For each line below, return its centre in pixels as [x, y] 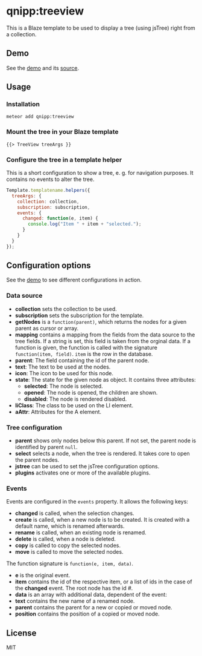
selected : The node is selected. [64, 386]
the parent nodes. [37, 460]
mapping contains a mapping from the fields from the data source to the [105, 335]
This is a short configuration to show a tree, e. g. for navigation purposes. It [100, 173]
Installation [23, 104]
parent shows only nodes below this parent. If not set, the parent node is [106, 441]
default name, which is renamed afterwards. [70, 526]
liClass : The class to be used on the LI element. [74, 405]
